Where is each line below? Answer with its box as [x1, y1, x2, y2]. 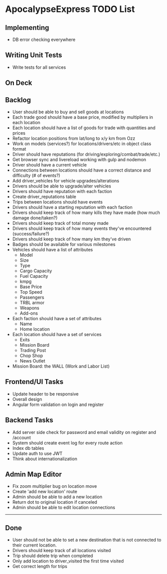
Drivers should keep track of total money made [12, 220, 109, 226]
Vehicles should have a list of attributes [12, 247, 93, 253]
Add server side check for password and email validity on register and [12, 429, 157, 435]
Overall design [12, 396, 42, 402]
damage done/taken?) [12, 215, 58, 221]
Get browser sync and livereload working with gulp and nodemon [12, 157, 147, 163]
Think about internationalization [12, 455, 78, 462]
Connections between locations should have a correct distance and [12, 167, 151, 173]
